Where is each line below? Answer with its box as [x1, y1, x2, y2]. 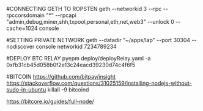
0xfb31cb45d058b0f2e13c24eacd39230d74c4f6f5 [6, 61, 136, 68]
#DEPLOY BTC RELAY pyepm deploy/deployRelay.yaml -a [6, 55, 151, 62]
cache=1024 [6, 24, 38, 32]
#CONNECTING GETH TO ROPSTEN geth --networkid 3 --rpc [6, 5, 162, 12]
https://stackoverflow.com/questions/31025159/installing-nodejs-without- [6, 79, 193, 87]
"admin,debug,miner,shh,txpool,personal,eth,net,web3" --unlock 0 [6, 18, 174, 25]
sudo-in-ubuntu [6, 86, 46, 93]
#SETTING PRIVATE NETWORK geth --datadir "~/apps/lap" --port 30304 [6, 37, 191, 43]
